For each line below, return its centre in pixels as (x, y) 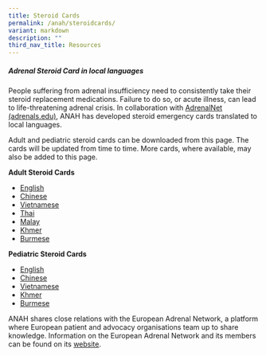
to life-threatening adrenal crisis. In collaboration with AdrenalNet (115, 108)
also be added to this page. (53, 157)
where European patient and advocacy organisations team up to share (123, 327)
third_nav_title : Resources (55, 45)
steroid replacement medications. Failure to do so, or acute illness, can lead (132, 100)
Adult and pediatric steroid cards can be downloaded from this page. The (129, 140)
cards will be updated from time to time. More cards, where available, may (130, 149)
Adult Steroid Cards (41, 173)
